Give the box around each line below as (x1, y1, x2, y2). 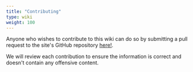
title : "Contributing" (6, 8, 61, 15)
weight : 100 (6, 19, 35, 25)
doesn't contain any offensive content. (6, 59, 99, 66)
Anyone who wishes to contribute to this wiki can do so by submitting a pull (6, 36, 188, 43)
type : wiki (6, 14, 33, 20)
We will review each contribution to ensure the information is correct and (6, 53, 182, 60)
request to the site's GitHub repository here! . (6, 42, 113, 49)
